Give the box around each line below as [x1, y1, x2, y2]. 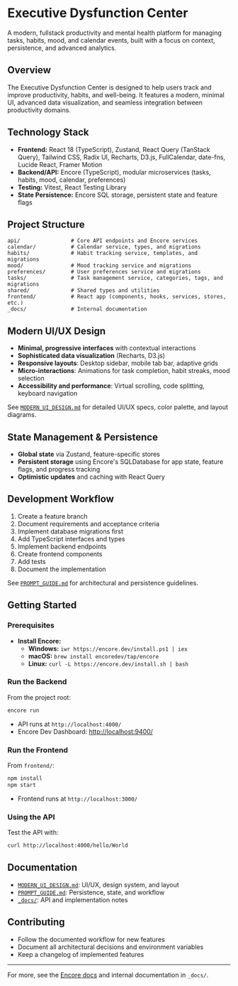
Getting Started [7, 599, 77, 612]
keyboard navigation [17, 389, 78, 398]
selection [17, 374, 45, 383]
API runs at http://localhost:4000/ [17, 720, 122, 728]
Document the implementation [17, 565, 106, 573]
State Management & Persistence [7, 431, 158, 443]
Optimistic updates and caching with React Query [17, 472, 165, 481]
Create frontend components [17, 549, 103, 558]
